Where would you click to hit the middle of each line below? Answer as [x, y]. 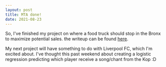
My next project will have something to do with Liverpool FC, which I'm [79, 49]
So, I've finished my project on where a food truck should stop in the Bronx [83, 34]
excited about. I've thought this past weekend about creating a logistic [78, 54]
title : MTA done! [23, 15]
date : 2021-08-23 [23, 19]
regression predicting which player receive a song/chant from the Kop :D [81, 59]
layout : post [19, 10]
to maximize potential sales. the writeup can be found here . [67, 39]
